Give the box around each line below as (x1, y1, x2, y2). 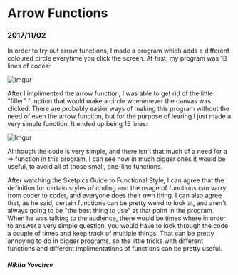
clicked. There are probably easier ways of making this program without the (7, 105, 230, 113)
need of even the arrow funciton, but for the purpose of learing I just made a (7, 112, 232, 120)
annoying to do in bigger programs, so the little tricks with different (7, 237, 204, 245)
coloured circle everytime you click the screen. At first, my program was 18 (7, 54, 227, 63)
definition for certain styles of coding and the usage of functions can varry (7, 184, 227, 192)
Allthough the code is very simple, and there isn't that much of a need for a (7, 147, 228, 156)
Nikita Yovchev (7, 261, 53, 269)
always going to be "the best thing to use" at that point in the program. (7, 207, 214, 215)
